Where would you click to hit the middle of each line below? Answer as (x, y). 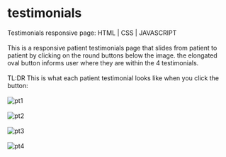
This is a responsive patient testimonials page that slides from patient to (112, 48)
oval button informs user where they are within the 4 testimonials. (103, 63)
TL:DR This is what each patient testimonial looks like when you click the (113, 78)
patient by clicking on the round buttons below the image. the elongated (112, 55)
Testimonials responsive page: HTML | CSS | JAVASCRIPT (92, 33)
